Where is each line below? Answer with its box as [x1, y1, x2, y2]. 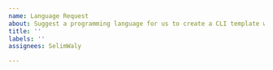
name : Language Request [8, 11, 89, 20]
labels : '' [8, 34, 45, 43]
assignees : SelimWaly [8, 42, 82, 50]
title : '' [8, 27, 42, 35]
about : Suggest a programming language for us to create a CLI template [8, 20, 260, 28]
